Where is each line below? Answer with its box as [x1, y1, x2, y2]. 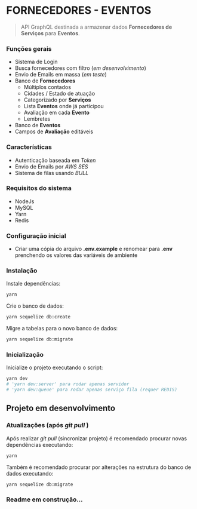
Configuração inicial [6, 231, 67, 240]
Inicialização [6, 350, 44, 358]
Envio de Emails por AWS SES [14, 162, 88, 170]
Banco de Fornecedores [14, 77, 76, 84]
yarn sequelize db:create [6, 314, 70, 320]
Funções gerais [6, 44, 52, 53]
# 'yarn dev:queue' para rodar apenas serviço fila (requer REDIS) [6, 387, 178, 393]
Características [6, 143, 52, 151]
